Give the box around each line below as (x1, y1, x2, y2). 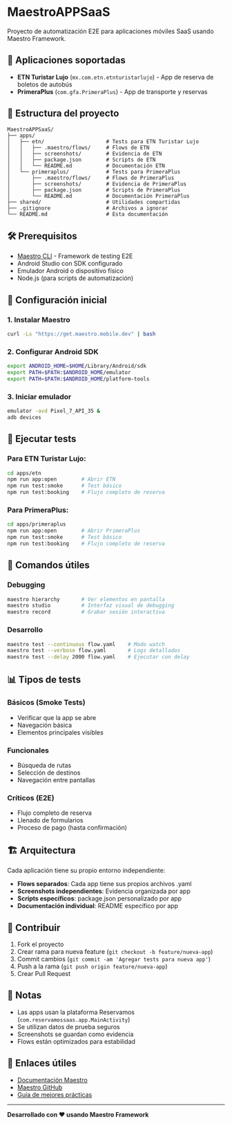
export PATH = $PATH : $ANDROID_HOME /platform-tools (7, 375, 150, 383)
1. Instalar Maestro (7, 315, 70, 324)
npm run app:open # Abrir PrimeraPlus (7, 527, 140, 535)
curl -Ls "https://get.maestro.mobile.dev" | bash (7, 331, 156, 338)
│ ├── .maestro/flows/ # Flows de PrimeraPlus (7, 174, 175, 181)
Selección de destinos (17, 768, 81, 777)
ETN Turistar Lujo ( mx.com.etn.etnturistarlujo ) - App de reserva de (17, 73, 214, 81)
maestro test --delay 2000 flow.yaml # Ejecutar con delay (7, 654, 190, 661)
